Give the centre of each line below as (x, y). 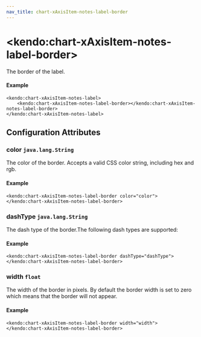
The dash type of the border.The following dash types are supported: (92, 229)
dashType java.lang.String (47, 217)
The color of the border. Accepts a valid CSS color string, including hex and (100, 163)
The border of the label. (36, 71)
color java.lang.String (40, 150)
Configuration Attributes (53, 133)
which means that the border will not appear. (62, 296)
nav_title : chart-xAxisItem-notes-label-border (67, 12)
